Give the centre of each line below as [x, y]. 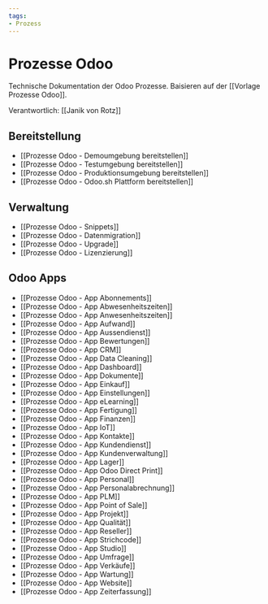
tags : [17, 16]
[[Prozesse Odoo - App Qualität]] [76, 522]
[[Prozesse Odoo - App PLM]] [70, 496]
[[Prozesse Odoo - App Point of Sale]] [84, 505]
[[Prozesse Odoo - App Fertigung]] [79, 410]
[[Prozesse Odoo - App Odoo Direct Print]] [91, 470]
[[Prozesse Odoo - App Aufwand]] [78, 324]
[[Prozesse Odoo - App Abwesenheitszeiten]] [96, 306]
